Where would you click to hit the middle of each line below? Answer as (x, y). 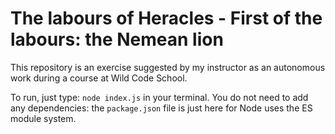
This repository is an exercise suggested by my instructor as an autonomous (168, 67)
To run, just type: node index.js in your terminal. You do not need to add (159, 97)
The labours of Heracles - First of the (166, 18)
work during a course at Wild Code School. (99, 78)
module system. (43, 118)
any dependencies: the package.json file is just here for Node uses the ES (161, 108)
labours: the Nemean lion (117, 39)
